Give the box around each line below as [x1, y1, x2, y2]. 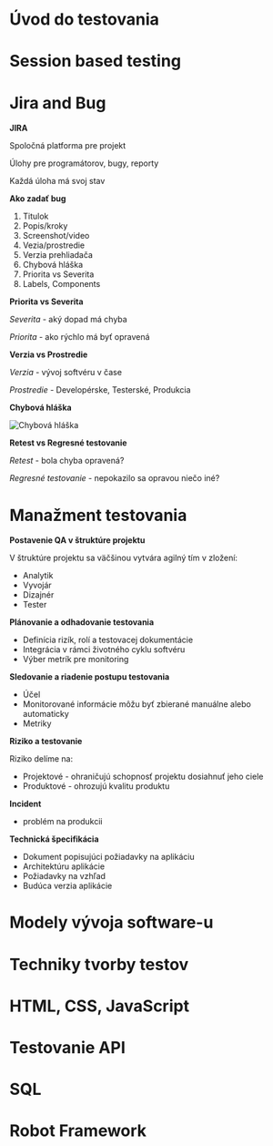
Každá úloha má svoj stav [9, 176, 106, 187]
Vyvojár [22, 579, 52, 591]
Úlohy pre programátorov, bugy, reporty [9, 158, 159, 169]
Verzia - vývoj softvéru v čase [9, 367, 123, 378]
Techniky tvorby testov [9, 954, 189, 975]
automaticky [22, 709, 70, 720]
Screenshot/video [22, 230, 90, 241]
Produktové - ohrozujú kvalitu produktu [22, 781, 170, 792]
